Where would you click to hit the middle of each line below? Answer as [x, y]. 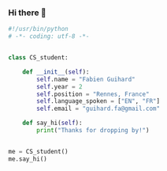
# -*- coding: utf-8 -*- [49, 36]
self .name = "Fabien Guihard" [86, 79]
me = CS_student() [38, 151]
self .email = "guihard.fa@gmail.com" [98, 109]
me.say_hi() [28, 159]
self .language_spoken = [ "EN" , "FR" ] [98, 101]
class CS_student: [38, 58]
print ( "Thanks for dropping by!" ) [93, 131]
